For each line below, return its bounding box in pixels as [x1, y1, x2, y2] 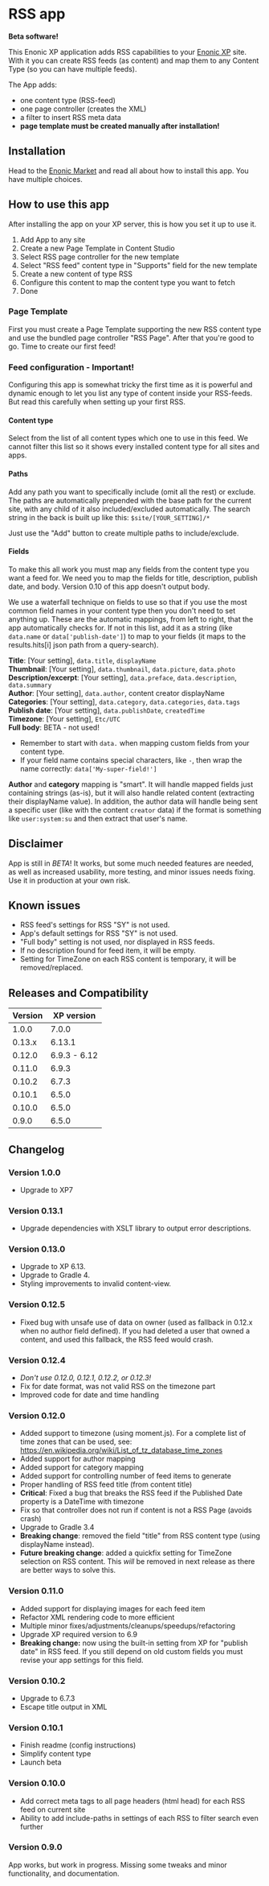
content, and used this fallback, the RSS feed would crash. [19, 1334, 214, 1344]
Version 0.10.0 [8, 1777, 66, 1789]
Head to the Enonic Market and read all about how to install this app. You [8, 166, 249, 176]
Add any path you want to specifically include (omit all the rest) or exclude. [8, 486, 256, 496]
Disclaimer [8, 837, 63, 850]
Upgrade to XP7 [19, 1185, 74, 1194]
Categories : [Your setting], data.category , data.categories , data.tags [8, 697, 241, 706]
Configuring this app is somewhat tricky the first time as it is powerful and [8, 380, 253, 390]
